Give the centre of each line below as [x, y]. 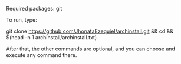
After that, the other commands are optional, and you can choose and [91, 49]
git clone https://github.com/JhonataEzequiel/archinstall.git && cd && [90, 31]
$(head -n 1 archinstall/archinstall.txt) [52, 37]
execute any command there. [42, 55]
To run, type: [22, 20]
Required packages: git [34, 9]
